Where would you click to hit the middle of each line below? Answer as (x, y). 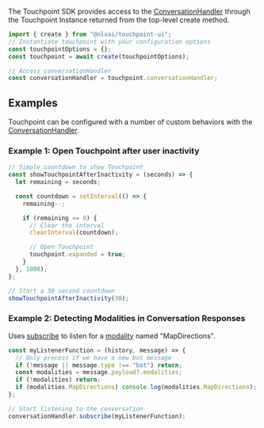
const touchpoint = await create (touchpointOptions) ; (99, 56)
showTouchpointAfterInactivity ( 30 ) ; (69, 298)
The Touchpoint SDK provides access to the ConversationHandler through (130, 11)
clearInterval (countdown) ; (74, 233)
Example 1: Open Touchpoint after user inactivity (104, 151)
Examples (33, 103)
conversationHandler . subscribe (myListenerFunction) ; (97, 416)
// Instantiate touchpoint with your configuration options (110, 42)
